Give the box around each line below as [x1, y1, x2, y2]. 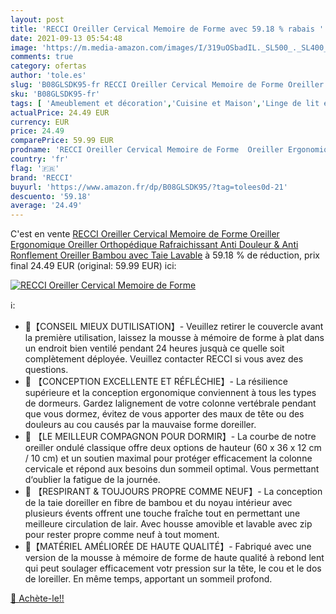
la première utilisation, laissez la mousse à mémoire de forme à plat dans [24, 332, 325, 344]
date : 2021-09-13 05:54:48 [10, 33, 123, 43]
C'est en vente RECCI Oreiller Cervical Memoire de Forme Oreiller [10, 228, 280, 240]
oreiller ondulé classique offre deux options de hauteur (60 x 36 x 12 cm [24, 442, 322, 454]
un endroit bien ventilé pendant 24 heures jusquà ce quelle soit [24, 342, 285, 355]
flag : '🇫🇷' [10, 163, 60, 173]
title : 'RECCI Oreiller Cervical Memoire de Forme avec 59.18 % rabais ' [10, 24, 325, 34]
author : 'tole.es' [10, 71, 87, 81]
